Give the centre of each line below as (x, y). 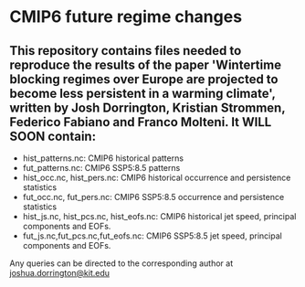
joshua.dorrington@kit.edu (60, 273)
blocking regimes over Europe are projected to (144, 79)
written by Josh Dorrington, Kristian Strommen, (147, 107)
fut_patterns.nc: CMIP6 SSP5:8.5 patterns (101, 168)
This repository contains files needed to (126, 51)
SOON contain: (53, 136)
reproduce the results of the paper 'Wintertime (145, 64)
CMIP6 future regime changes (126, 17)
